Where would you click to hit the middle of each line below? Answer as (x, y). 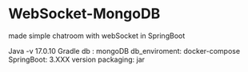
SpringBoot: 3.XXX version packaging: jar (77, 59)
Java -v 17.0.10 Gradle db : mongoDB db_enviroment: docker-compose (124, 51)
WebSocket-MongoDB (84, 14)
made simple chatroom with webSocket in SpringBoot (97, 36)
